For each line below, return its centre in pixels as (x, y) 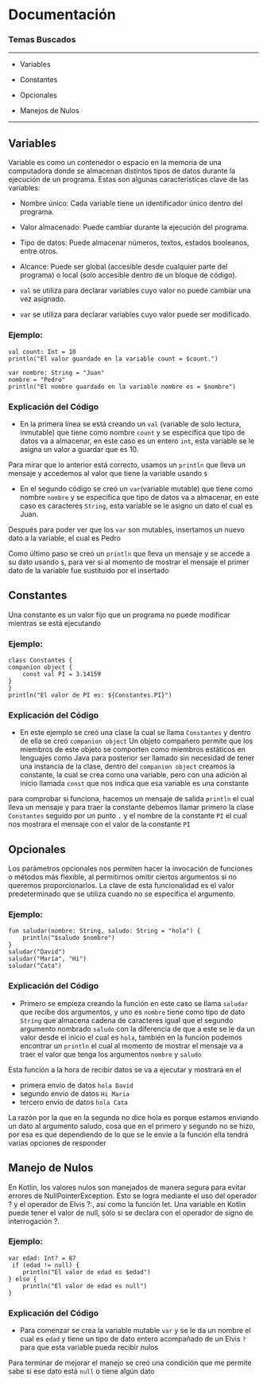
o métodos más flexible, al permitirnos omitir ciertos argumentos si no (122, 877)
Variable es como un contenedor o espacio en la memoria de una (115, 163)
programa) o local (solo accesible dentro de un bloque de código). (128, 275)
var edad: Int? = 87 (43, 1258)
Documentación (62, 15)
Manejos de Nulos (49, 111)
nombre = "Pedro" (37, 379)
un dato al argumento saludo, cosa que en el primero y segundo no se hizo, (132, 1126)
